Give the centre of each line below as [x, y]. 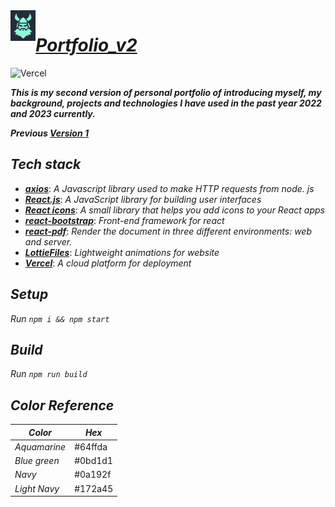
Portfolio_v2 [86, 45]
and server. [48, 241]
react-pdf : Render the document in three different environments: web [168, 231]
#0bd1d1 [93, 461]
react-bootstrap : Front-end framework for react [124, 220]
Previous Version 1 [49, 133]
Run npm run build [49, 374]
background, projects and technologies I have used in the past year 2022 [166, 103]
